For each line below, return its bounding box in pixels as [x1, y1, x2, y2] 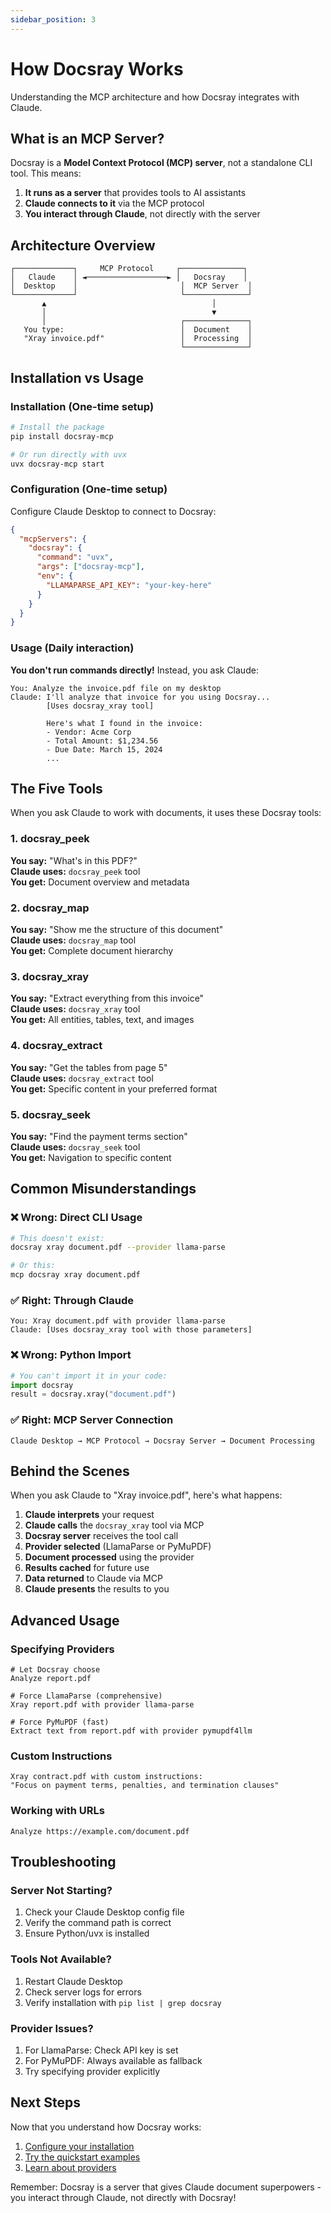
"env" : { [36, 571, 74, 581]
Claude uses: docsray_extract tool [10, 1072, 154, 1084]
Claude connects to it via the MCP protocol [24, 197, 205, 210]
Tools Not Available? [10, 1952, 112, 1966]
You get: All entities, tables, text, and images [10, 1014, 195, 1026]
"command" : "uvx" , [36, 552, 114, 563]
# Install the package [10, 422, 105, 432]
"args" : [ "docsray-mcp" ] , [36, 562, 145, 572]
